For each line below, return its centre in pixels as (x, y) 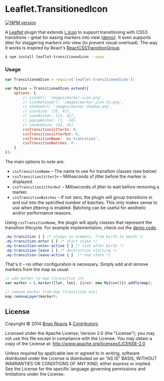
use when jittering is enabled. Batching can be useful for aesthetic (79, 208)
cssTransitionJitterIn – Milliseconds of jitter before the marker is (79, 177)
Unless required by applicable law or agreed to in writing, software (72, 353)
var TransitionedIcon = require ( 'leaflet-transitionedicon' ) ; (70, 80)
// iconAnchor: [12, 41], (49, 116)
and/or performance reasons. (42, 213)
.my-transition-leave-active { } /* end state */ (58, 255)
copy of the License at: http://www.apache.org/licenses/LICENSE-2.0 (75, 343)
